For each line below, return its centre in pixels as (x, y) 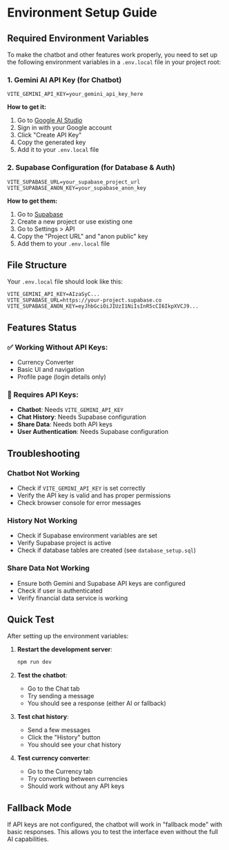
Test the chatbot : (42, 675)
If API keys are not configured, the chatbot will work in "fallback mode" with (115, 824)
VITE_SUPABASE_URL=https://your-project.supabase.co (84, 300)
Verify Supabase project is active (64, 543)
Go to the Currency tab (60, 771)
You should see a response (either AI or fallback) (97, 703)
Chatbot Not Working (43, 473)
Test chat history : (43, 717)
